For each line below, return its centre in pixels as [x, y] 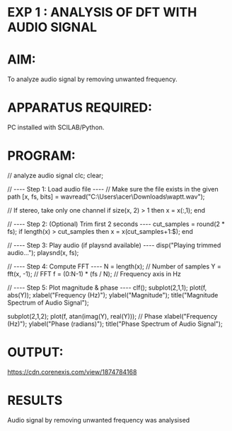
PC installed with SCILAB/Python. [56, 127]
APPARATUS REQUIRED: [80, 108]
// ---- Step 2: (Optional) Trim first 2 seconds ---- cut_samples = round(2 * [116, 224]
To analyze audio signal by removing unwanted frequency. [93, 79]
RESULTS [35, 401]
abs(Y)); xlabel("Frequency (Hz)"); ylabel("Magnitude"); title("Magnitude [113, 295]
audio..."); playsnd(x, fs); [43, 253]
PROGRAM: [41, 156]
